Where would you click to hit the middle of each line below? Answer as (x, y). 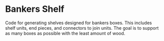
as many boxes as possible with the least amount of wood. (65, 33)
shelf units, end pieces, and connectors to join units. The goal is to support (82, 28)
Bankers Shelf (35, 9)
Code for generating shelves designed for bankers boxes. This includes (79, 23)
